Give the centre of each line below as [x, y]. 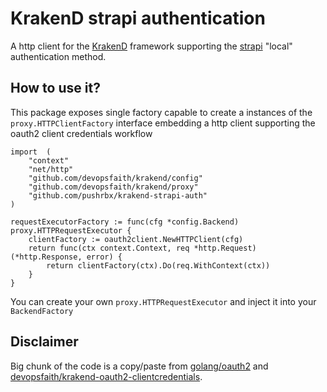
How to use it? [55, 88]
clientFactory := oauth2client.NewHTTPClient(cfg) [136, 239]
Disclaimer [44, 342]
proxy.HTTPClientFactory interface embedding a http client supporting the [163, 123]
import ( [31, 152]
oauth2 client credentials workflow [81, 133]
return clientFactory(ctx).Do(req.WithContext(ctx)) [158, 265]
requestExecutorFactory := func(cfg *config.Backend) [125, 222]
